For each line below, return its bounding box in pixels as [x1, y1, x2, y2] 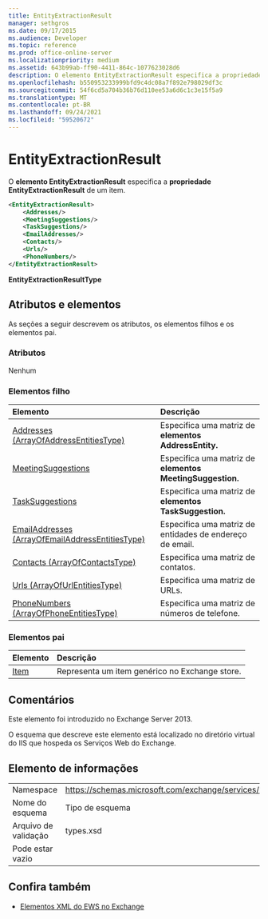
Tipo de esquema [65, 802, 131, 813]
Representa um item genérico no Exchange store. [57, 665, 242, 677]
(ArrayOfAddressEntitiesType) [12, 435, 125, 446]
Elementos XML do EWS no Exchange [19, 901, 145, 911]
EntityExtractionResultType [8, 274, 102, 284]
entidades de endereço [160, 529, 247, 540]
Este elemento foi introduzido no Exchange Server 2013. [8, 714, 193, 724]
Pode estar [12, 843, 53, 854]
